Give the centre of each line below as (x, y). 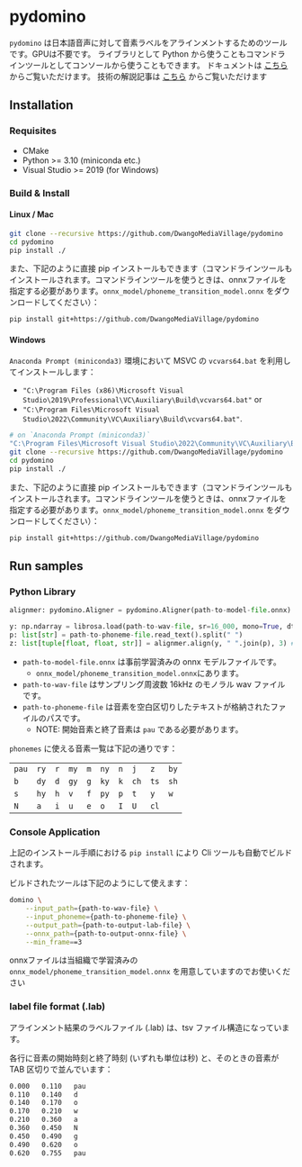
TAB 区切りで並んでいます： (61, 1069)
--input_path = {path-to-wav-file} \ (92, 909)
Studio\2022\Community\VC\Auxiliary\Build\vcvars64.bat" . (132, 419)
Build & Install (40, 193)
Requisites (33, 131)
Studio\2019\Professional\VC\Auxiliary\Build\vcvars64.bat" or (142, 400)
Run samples (46, 566)
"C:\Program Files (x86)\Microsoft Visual (103, 391)
